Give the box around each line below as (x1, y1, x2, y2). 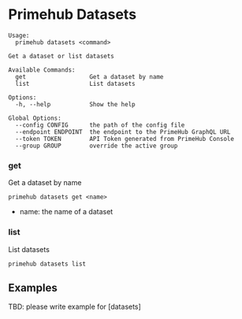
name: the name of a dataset (19, 207, 114, 217)
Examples (8, 281, 58, 295)
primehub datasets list (8, 260, 87, 268)
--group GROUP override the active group (15, 142, 178, 150)
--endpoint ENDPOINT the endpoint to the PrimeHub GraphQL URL (15, 128, 231, 135)
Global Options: (8, 114, 61, 122)
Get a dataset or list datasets (8, 52, 114, 60)
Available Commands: (8, 65, 76, 74)
